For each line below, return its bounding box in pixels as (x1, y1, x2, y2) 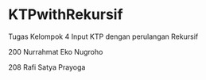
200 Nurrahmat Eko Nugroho (8, 47, 103, 56)
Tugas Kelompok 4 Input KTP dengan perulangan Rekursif (8, 32, 199, 41)
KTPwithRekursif (8, 6, 123, 24)
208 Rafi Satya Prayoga (8, 62, 86, 72)
